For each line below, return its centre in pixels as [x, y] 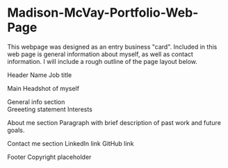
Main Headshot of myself [43, 88]
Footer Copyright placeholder [49, 157]
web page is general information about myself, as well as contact [100, 54]
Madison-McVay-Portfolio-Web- [103, 13]
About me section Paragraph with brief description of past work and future [114, 122]
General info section [36, 101]
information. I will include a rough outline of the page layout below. [103, 61]
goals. [16, 130]
